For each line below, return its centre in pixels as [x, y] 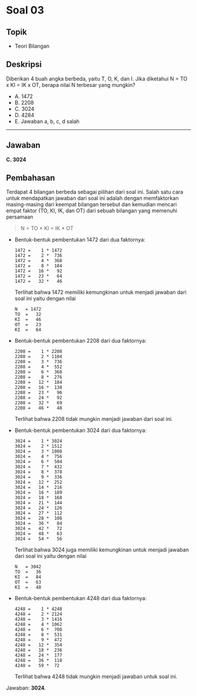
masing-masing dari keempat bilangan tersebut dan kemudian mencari [91, 205]
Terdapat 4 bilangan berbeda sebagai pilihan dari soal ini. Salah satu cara [95, 192]
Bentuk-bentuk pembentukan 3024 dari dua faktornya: [81, 430]
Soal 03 [25, 10]
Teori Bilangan [32, 46]
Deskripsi [24, 64]
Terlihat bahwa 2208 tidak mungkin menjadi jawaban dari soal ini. [94, 419]
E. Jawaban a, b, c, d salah [47, 121]
